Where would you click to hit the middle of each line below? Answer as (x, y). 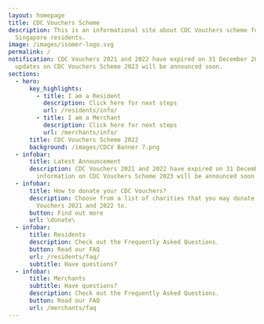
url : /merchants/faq (62, 307)
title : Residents (57, 235)
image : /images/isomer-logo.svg (61, 45)
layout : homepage (37, 15)
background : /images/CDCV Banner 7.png (94, 147)
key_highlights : (55, 88)
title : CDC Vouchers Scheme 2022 (84, 140)
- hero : (28, 81)
